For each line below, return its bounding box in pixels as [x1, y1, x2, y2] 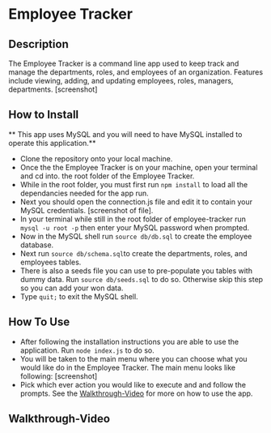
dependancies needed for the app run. [19, 188, 150, 198]
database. [19, 240, 54, 250]
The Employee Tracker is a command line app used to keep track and [8, 58, 239, 68]
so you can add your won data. [19, 283, 124, 293]
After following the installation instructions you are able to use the [19, 337, 239, 346]
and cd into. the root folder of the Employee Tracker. [19, 171, 195, 181]
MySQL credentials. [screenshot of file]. [19, 205, 154, 215]
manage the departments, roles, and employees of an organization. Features [8, 67, 264, 77]
